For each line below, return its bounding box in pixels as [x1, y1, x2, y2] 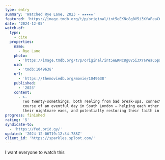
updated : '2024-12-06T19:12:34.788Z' [5, 131, 82, 136]
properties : [9, 40, 34, 44]
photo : [14, 53, 27, 58]
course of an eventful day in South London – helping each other [23, 104, 160, 109]
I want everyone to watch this [5, 149, 65, 156]
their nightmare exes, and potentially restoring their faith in [23, 108, 160, 114]
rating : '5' [5, 117, 29, 122]
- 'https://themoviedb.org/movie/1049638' [18, 76, 107, 81]
